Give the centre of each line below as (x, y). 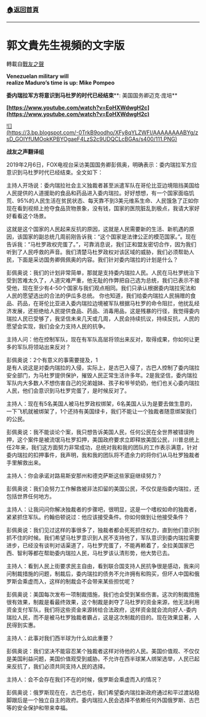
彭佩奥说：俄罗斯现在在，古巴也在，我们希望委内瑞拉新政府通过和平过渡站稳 (103, 692)
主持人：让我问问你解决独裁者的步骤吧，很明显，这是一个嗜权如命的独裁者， (103, 509)
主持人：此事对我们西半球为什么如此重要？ (60, 638)
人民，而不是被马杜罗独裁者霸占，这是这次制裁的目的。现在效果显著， (105, 618)
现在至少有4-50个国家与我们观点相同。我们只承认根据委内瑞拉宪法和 (109, 288)
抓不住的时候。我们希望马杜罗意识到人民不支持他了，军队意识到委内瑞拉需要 (103, 538)
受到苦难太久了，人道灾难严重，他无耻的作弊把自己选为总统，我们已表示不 (100, 281)
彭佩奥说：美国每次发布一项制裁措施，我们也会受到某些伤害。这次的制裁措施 (103, 594)
